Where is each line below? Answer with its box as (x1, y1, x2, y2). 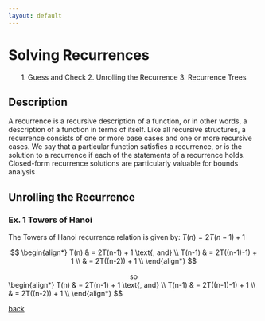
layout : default (8, 11, 62, 20)
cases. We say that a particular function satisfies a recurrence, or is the (8, 142, 243, 151)
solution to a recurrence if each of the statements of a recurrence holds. (8, 151, 245, 160)
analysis (8, 167, 36, 177)
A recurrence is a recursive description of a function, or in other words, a (8, 116, 247, 126)
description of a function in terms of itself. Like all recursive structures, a (8, 125, 246, 135)
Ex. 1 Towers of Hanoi (8, 214, 93, 225)
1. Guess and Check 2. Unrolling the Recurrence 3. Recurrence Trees (21, 72, 247, 82)
